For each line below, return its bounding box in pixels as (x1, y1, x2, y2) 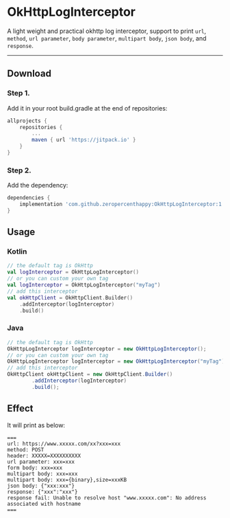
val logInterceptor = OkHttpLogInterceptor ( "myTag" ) (7, 282, 161, 289)
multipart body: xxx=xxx (7, 470, 78, 477)
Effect (7, 403, 34, 414)
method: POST (7, 446, 44, 453)
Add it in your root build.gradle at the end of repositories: (7, 104, 168, 112)
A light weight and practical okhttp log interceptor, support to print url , (7, 27, 207, 35)
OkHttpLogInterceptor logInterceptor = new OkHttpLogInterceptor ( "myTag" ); (7, 358, 228, 365)
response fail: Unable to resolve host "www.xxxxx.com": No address (7, 494, 207, 502)
